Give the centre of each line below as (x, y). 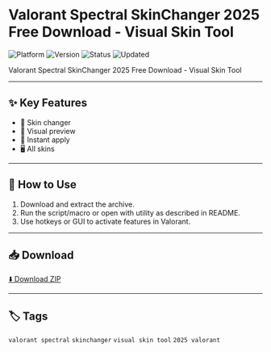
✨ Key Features (48, 103)
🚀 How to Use (42, 184)
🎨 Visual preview (48, 131)
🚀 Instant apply (45, 140)
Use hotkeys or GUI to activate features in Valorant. (105, 221)
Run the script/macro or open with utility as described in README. (130, 212)
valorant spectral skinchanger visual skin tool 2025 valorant (114, 341)
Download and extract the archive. (77, 204)
